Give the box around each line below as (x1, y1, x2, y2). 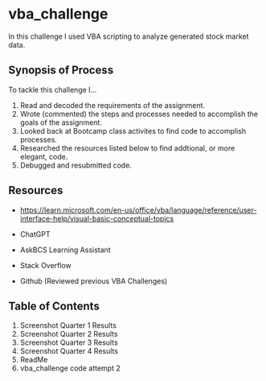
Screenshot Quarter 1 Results (19, 321, 117, 330)
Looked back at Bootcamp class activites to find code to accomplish (19, 126, 247, 135)
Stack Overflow (19, 260, 72, 270)
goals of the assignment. (19, 118, 103, 127)
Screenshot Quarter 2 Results (19, 329, 118, 339)
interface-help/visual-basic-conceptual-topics (19, 213, 174, 223)
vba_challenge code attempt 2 (19, 363, 121, 373)
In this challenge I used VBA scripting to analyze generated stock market (8, 31, 249, 41)
